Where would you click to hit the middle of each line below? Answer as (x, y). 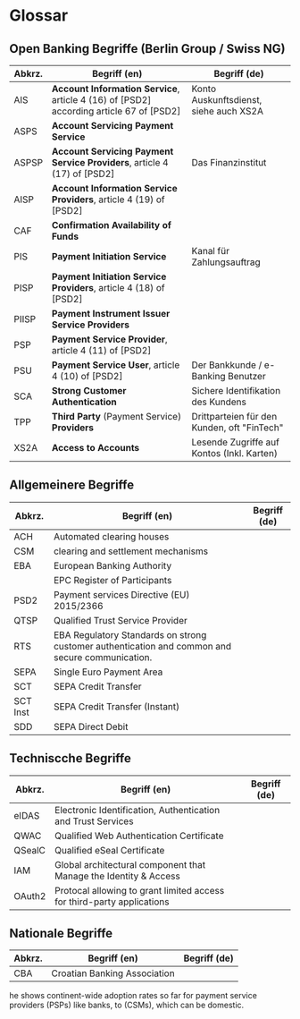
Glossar (39, 16)
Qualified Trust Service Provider (120, 620)
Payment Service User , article (116, 365)
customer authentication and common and (142, 646)
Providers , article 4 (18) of (108, 288)
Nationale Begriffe (61, 934)
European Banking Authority (112, 565)
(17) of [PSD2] (83, 174)
